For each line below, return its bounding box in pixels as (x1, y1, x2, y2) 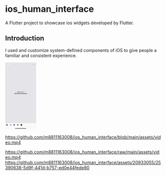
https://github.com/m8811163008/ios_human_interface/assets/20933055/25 (5, 160, 161, 166)
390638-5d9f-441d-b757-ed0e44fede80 (5, 165, 90, 171)
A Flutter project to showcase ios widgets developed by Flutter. (5, 20, 134, 26)
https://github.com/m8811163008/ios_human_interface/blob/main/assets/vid (5, 134, 161, 140)
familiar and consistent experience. (5, 52, 77, 58)
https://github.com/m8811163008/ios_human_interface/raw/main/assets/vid (5, 149, 160, 155)
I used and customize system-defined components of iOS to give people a (5, 47, 157, 53)
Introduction (5, 34, 45, 43)
